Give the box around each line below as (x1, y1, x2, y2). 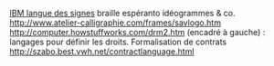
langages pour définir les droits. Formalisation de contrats (9, 36, 227, 47)
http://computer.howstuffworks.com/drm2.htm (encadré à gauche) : (9, 27, 266, 37)
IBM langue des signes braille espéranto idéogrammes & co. (9, 8, 236, 18)
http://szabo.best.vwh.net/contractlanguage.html (9, 46, 195, 57)
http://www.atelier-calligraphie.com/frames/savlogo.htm (9, 17, 222, 28)
